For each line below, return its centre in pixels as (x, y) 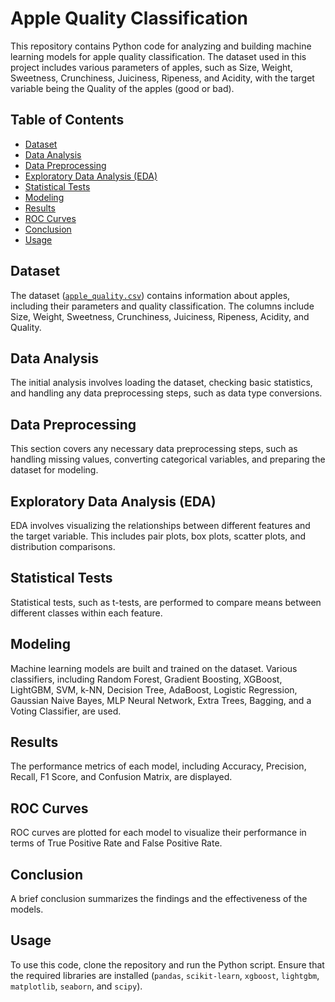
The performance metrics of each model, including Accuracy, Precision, (158, 766)
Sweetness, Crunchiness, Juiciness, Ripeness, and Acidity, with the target (162, 78)
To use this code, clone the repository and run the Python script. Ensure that (167, 964)
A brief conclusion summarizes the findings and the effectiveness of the (159, 899)
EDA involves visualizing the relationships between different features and (160, 525)
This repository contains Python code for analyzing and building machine (161, 46)
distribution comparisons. (63, 546)
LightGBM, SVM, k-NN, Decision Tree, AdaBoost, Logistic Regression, (154, 689)
